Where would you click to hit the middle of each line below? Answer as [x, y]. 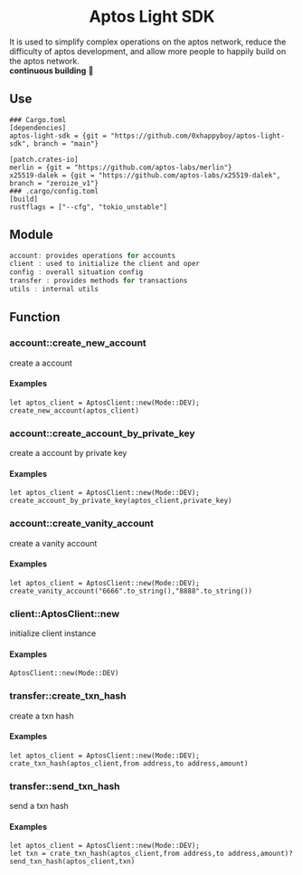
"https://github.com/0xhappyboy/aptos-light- [197, 136]
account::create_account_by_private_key [103, 433]
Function [35, 317]
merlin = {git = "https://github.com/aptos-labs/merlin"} [121, 167]
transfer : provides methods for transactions [99, 281]
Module [31, 235]
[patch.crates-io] [44, 159]
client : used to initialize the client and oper [105, 264]
